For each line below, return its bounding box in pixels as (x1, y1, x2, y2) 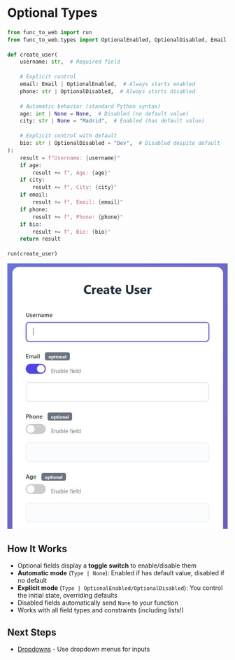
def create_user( (7, 51, 58, 58)
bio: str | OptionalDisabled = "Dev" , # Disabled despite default (20, 140, 220, 147)
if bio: (20, 220, 42, 228)
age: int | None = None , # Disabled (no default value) (20, 110, 190, 117)
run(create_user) (7, 251, 58, 258)
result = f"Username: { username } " (20, 154, 120, 162)
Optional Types (7, 5, 98, 21)
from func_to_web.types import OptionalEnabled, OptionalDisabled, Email (7, 36, 227, 43)
